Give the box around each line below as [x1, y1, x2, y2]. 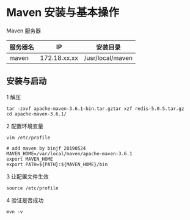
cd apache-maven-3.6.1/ [6, 111, 67, 117]
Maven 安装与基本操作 [6, 5, 119, 20]
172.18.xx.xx [40, 53, 78, 62]
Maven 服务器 [6, 27, 42, 34]
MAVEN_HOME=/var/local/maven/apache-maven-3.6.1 [6, 150, 133, 156]
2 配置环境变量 [6, 122, 44, 130]
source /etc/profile [6, 185, 59, 191]
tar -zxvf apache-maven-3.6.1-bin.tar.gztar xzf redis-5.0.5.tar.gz [6, 105, 185, 112]
